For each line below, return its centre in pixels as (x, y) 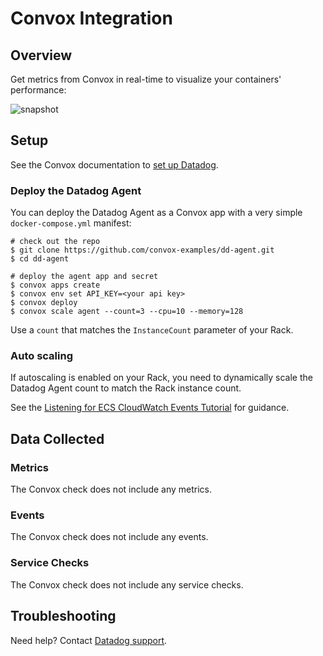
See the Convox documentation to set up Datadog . (114, 164)
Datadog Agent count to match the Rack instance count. (126, 388)
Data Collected (57, 438)
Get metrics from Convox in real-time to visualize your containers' (146, 79)
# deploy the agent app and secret (84, 277)
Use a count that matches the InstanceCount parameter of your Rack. (152, 330)
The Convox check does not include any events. (109, 537)
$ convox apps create (55, 285)
